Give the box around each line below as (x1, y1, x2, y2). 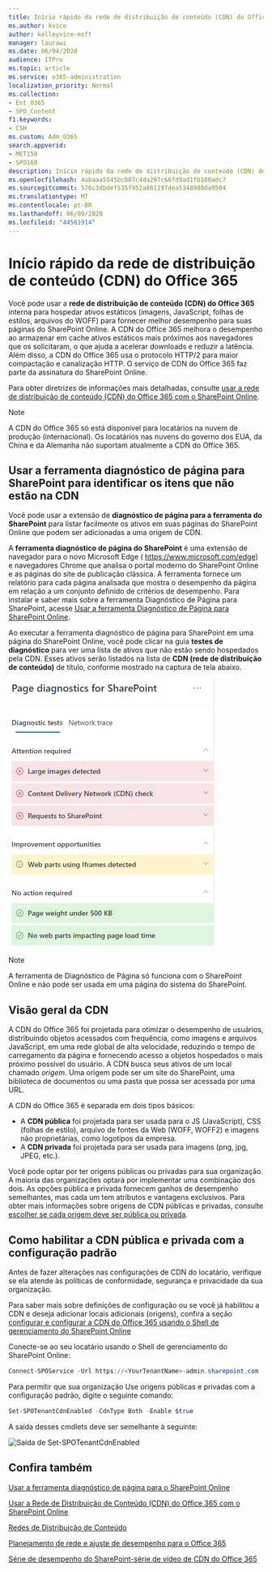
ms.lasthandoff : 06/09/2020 (8, 210, 104, 218)
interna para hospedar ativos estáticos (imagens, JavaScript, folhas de (8, 306, 244, 316)
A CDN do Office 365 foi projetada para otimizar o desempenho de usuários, (8, 1025, 264, 1034)
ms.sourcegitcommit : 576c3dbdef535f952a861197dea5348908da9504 (8, 184, 227, 192)
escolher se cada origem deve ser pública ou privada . (8, 1210, 189, 1219)
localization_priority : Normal (8, 81, 114, 89)
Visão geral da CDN (8, 1003, 109, 1017)
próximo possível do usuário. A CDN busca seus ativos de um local (8, 1059, 232, 1069)
